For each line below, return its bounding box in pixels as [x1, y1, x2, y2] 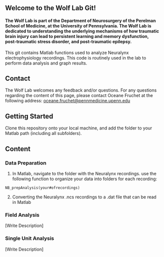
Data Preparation [5, 160, 47, 166]
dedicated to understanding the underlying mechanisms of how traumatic [5, 28, 160, 34]
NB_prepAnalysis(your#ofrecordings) [5, 185, 80, 190]
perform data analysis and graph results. [5, 60, 87, 66]
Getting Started [5, 112, 54, 120]
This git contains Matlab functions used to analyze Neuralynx [5, 49, 129, 56]
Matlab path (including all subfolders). [5, 130, 82, 136]
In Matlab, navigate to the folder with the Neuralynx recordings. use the [12, 170, 157, 176]
